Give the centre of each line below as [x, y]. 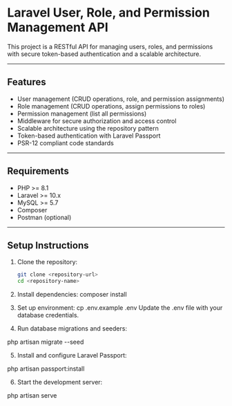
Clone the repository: [47, 262]
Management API [58, 27]
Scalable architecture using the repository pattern [88, 128]
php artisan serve [32, 396]
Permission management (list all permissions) [82, 113]
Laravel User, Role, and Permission [109, 13]
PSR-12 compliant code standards [65, 142]
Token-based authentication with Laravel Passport [89, 136]
